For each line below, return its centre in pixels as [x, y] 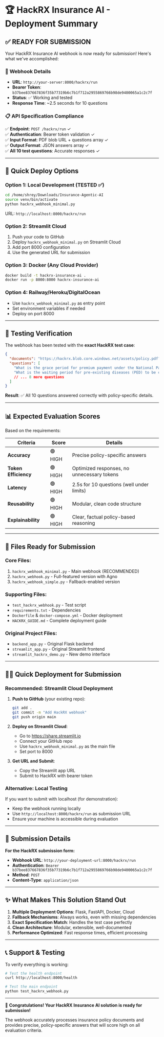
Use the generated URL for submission [51, 253]
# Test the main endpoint [31, 987]
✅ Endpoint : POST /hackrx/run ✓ [38, 129]
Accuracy [19, 455]
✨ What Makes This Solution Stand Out [65, 900]
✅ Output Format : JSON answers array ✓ [47, 145]
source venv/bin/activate [31, 200]
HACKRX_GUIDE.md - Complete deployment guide [59, 621]
